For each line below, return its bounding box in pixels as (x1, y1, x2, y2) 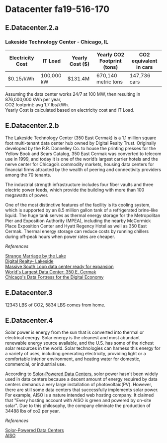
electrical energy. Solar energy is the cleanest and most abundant (5, 335, 140, 341)
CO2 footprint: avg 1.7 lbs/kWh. (5, 101, 70, 108)
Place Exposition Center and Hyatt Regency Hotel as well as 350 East (5, 223, 147, 229)
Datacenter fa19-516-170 (5, 3, 110, 15)
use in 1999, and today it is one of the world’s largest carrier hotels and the (5, 156, 158, 162)
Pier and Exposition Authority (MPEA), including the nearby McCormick (5, 218, 151, 223)
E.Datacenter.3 (5, 288, 53, 297)
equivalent (131, 57, 158, 64)
